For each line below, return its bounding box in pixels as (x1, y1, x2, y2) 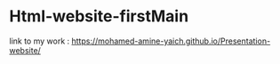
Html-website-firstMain (9, 6, 189, 27)
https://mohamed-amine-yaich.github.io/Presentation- (71, 36, 271, 46)
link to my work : (9, 36, 70, 46)
